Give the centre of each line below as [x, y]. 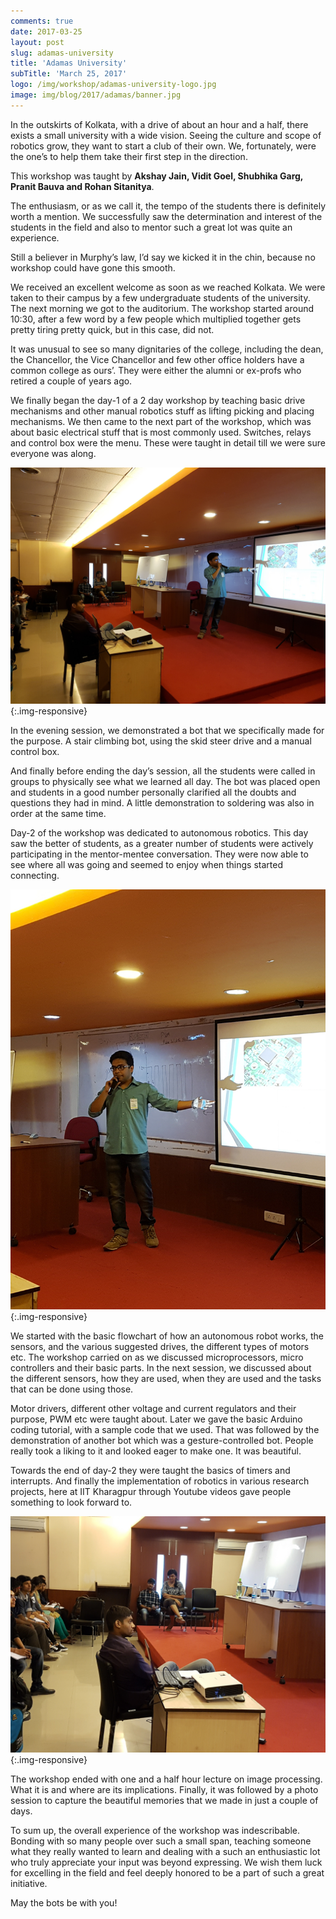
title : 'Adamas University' [69, 63]
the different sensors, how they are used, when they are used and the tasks [166, 1378]
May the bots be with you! [64, 1902]
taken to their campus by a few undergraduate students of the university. [160, 297]
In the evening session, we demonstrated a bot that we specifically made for [167, 730]
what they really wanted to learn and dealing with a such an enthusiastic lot [165, 1851]
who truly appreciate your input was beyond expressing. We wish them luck [166, 1862]
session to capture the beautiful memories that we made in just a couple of [164, 1800]
